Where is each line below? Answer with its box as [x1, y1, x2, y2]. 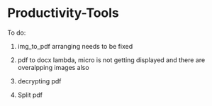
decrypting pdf [17, 76, 62, 86]
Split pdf [17, 90, 43, 99]
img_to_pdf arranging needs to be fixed [17, 42, 133, 50]
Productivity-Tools [7, 5, 119, 21]
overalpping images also [17, 63, 90, 71]
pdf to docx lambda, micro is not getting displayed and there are [17, 55, 206, 64]
